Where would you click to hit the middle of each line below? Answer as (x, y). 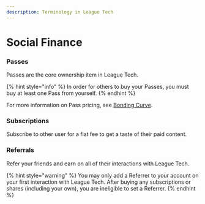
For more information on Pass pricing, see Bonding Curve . (80, 105)
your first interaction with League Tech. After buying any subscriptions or (99, 182)
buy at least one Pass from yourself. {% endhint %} (71, 93)
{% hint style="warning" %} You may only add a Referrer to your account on (102, 175)
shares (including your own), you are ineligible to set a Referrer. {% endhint (101, 188)
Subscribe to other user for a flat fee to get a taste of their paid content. (97, 134)
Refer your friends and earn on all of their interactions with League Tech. (98, 164)
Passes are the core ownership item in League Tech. (73, 75)
